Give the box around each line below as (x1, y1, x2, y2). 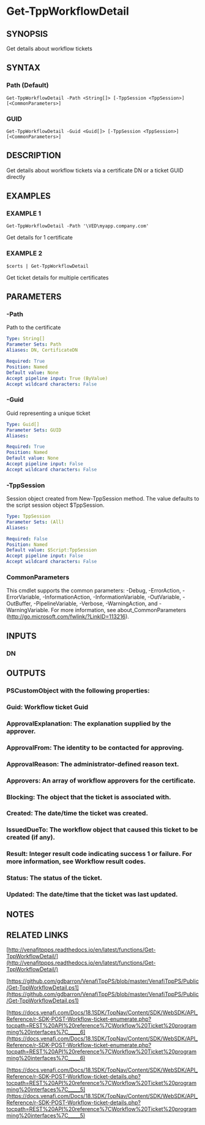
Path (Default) (6, 81, 49, 89)
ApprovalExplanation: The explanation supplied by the (6, 719, 171, 727)
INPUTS (6, 631, 37, 641)
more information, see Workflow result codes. (6, 857, 146, 866)
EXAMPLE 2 (6, 249, 43, 258)
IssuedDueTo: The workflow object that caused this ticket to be (6, 825, 198, 834)
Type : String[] (6, 336, 45, 342)
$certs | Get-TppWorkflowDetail (6, 263, 89, 269)
